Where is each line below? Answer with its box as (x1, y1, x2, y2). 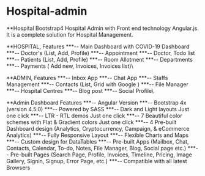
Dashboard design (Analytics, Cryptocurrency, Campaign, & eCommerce (6, 125, 190, 132)
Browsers (6, 164, 31, 171)
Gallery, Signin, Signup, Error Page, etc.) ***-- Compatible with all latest (6, 157, 188, 164)
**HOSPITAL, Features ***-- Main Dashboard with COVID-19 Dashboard (6, 43, 190, 50)
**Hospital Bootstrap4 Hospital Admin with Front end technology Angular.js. (6, 24, 199, 32)
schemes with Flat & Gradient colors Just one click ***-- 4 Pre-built (6, 118, 177, 126)
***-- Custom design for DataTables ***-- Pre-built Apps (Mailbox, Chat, (6, 137, 189, 145)
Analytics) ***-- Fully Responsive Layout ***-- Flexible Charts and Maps (6, 131, 188, 139)
